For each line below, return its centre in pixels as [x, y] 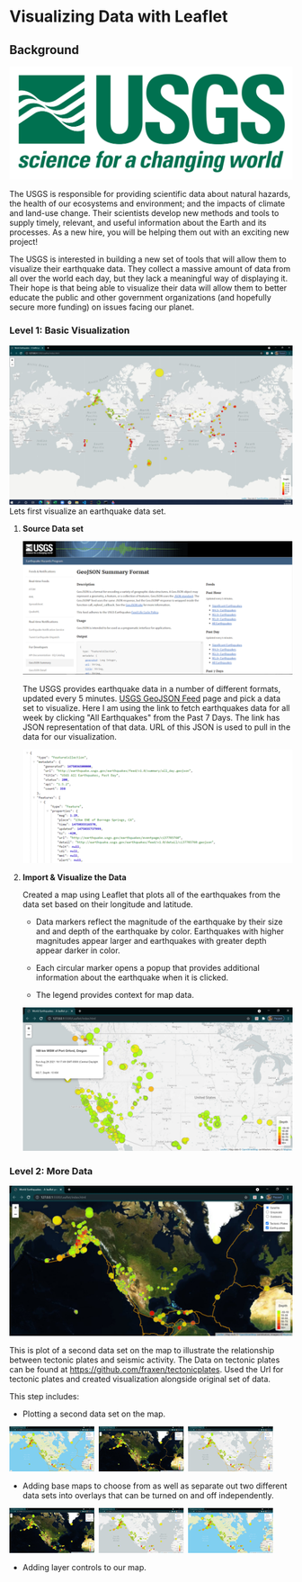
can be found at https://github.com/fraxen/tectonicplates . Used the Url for [147, 1369]
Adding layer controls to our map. [84, 1567]
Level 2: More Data [51, 1171]
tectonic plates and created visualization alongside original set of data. [140, 1379]
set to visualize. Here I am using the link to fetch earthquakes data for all [156, 707]
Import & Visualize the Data [75, 877]
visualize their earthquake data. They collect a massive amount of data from [150, 269]
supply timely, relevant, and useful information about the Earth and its [138, 223]
